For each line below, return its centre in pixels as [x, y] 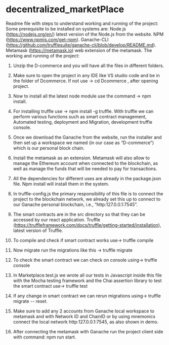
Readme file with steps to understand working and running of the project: [82, 23]
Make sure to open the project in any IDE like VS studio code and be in [86, 75]
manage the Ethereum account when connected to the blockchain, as [86, 163]
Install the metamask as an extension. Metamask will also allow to [81, 158]
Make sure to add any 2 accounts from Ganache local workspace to [84, 311]
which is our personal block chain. [49, 148]
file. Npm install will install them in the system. [61, 184]
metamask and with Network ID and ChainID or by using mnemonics [84, 316]
